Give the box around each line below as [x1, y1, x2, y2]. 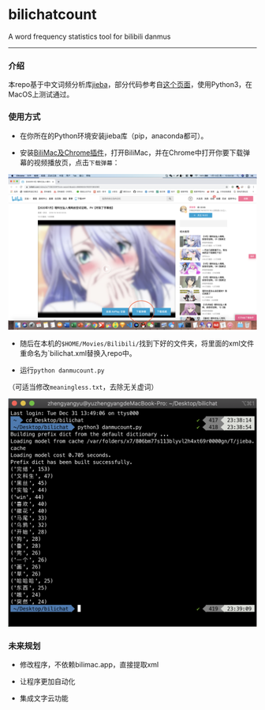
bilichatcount [8, 6, 97, 24]
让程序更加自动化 [19, 676, 76, 685]
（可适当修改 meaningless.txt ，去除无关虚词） [8, 382, 159, 391]
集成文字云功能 [19, 693, 69, 703]
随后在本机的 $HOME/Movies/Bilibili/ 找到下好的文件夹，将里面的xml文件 [19, 338, 255, 348]
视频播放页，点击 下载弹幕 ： [33, 157, 120, 167]
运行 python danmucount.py [19, 365, 105, 375]
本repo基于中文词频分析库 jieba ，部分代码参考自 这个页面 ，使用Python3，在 [8, 80, 252, 89]
